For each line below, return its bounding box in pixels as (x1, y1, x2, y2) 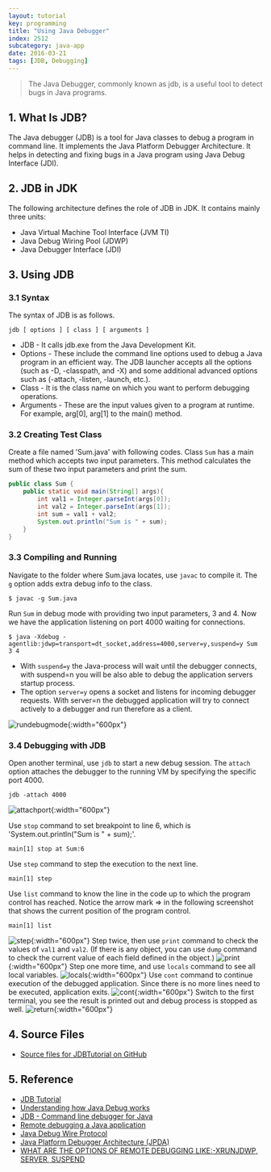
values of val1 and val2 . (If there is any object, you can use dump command (8, 944, 257, 954)
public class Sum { (8, 480, 74, 489)
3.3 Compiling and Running (8, 552, 117, 563)
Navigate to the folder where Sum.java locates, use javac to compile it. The (8, 570, 258, 580)
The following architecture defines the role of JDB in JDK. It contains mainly (8, 203, 261, 212)
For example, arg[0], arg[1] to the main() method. (19, 409, 183, 418)
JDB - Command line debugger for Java (19, 1111, 153, 1121)
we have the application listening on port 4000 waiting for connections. (8, 617, 246, 627)
